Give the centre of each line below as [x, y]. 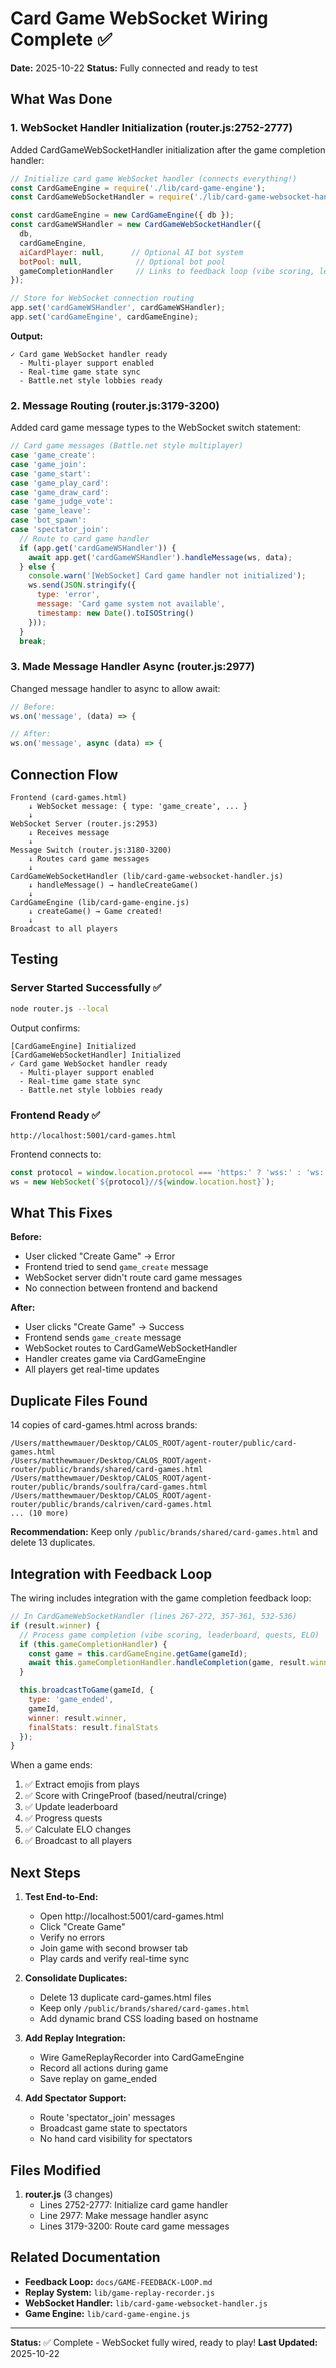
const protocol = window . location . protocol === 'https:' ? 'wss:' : [156, 1172]
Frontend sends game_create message [103, 1338]
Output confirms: [45, 1028]
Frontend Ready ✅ [55, 1115]
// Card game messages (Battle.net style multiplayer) [127, 446]
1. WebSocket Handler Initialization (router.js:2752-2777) [151, 128]
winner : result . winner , [78, 1718]
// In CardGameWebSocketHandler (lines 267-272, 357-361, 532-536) [154, 1617]
